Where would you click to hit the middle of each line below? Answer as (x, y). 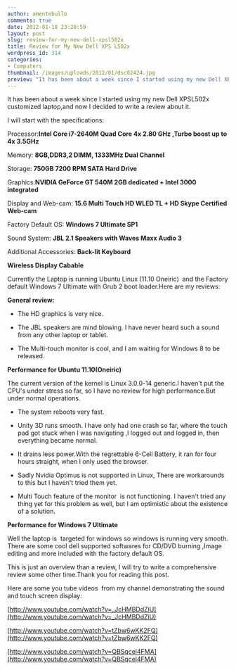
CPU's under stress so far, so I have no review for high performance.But (111, 391)
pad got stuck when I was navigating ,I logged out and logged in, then (118, 433)
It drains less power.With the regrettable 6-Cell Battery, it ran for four (117, 454)
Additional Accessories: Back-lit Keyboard (69, 252)
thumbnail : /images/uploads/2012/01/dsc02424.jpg (81, 72)
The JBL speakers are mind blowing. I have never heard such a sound (118, 327)
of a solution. (37, 512)
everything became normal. (57, 441)
